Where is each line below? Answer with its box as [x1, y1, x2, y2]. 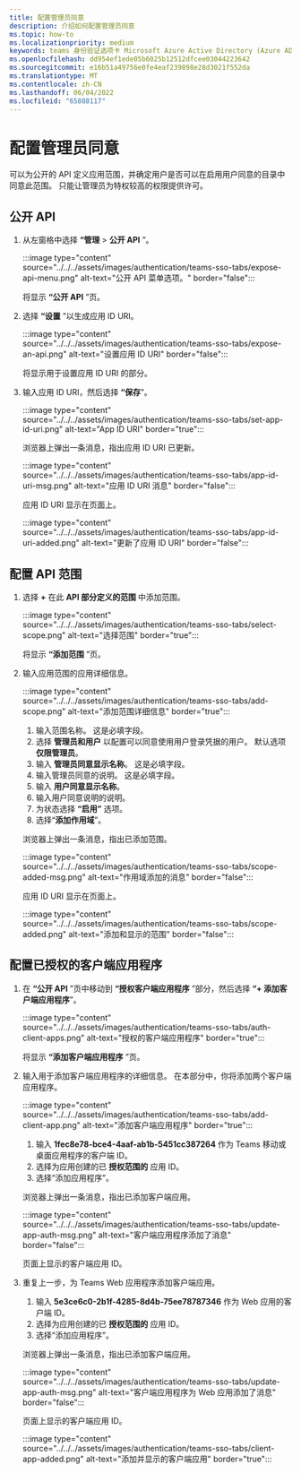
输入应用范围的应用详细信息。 [21, 668, 133, 678]
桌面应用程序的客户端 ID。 [35, 1150, 133, 1160]
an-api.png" [21, 349, 67, 359]
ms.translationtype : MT [9, 72, 99, 81]
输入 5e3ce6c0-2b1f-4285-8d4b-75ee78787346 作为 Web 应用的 [35, 1296, 284, 1306]
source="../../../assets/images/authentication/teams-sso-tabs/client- [21, 1443, 275, 1453]
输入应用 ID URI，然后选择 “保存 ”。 [21, 387, 152, 398]
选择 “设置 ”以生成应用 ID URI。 [21, 311, 139, 322]
